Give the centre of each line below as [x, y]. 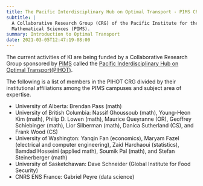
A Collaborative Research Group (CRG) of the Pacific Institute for [100, 23]
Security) [26, 170]
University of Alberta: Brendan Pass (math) [68, 106]
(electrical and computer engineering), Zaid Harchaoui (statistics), [97, 145]
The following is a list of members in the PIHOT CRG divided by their [91, 82]
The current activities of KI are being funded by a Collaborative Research [97, 57]
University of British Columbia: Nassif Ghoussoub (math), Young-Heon [103, 113]
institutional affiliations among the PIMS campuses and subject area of [94, 88]
